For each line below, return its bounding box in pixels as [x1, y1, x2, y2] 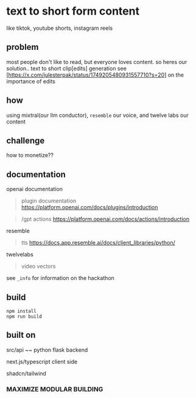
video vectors [21, 263, 56, 270]
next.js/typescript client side [6, 358, 78, 365]
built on [6, 330, 36, 340]
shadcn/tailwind [6, 369, 47, 377]
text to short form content [6, 4, 140, 18]
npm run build [6, 313, 43, 319]
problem [6, 42, 39, 52]
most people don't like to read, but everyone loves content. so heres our [6, 58, 187, 65]
